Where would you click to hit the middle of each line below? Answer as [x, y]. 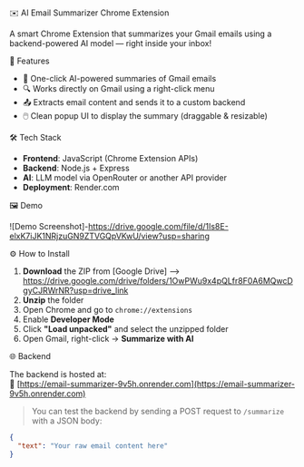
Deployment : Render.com [71, 187]
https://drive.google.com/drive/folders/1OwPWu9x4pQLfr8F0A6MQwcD [157, 281]
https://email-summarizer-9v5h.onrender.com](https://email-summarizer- [157, 384]
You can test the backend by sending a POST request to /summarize [157, 411]
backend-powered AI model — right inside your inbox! [110, 43]
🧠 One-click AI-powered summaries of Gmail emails [119, 78]
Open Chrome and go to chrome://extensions [108, 310]
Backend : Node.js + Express [76, 168]
